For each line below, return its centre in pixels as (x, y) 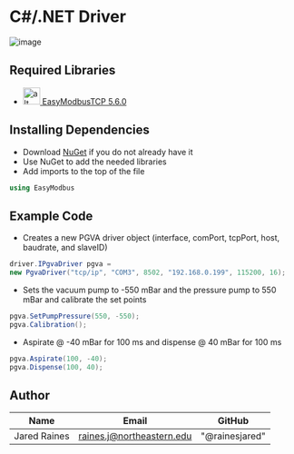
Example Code (51, 216)
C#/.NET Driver (68, 17)
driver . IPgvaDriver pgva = (60, 264)
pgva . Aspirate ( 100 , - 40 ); (58, 359)
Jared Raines (42, 436)
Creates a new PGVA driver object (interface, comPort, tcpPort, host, (151, 238)
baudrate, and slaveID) (65, 248)
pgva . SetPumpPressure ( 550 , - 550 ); (75, 316)
